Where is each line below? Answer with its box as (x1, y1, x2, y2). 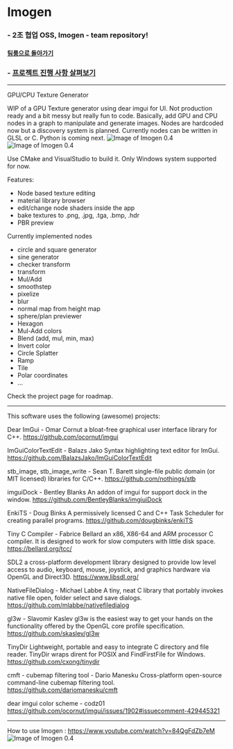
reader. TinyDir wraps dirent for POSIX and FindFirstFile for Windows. (7, 650, 206, 658)
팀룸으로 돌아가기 (7, 49, 54, 57)
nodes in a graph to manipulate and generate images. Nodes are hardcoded (7, 119, 224, 127)
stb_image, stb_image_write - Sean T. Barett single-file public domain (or (7, 467, 216, 475)
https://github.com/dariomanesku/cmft (7, 686, 118, 694)
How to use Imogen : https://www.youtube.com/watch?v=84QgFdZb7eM (7, 727, 215, 734)
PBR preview (17, 218, 54, 227)
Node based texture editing (17, 189, 96, 197)
